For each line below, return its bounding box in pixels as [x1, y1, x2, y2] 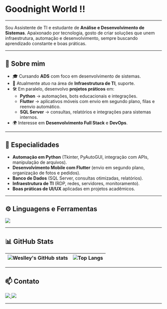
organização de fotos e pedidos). [12, 170, 81, 176]
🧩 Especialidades [5, 141, 60, 149]
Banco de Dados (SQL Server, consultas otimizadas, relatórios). [12, 175, 143, 181]
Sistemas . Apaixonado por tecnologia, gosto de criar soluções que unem [5, 30, 155, 36]
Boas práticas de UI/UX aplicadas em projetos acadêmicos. [12, 186, 135, 192]
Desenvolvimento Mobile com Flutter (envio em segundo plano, [12, 164, 145, 170]
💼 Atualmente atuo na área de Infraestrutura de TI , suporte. [12, 80, 135, 86]
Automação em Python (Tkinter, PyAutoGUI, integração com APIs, [12, 154, 149, 160]
